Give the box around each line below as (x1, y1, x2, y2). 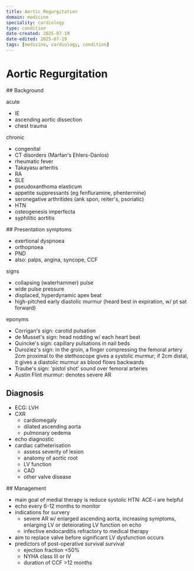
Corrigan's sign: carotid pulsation (14, 327, 96, 334)
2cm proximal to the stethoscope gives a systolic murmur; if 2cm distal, (14, 352, 189, 359)
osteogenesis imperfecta (14, 208, 75, 215)
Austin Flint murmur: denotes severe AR (14, 371, 112, 378)
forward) (14, 304, 37, 311)
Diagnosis (6, 388, 44, 398)
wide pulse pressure (14, 285, 65, 292)
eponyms (6, 315, 29, 322)
